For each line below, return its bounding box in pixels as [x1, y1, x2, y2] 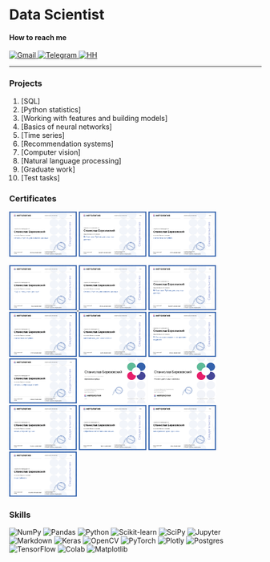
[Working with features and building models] [20, 113, 168, 123]
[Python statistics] [20, 104, 82, 114]
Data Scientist [9, 6, 105, 24]
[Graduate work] [20, 164, 75, 174]
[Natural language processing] [20, 156, 122, 165]
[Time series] [20, 130, 65, 139]
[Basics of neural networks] [20, 122, 113, 131]
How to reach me [9, 32, 67, 42]
